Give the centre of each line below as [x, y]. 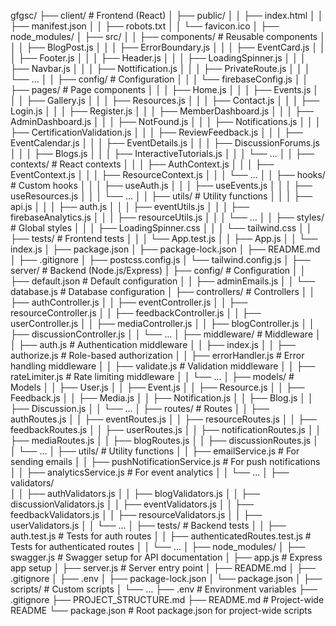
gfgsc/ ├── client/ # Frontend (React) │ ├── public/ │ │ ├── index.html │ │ [167, 15]
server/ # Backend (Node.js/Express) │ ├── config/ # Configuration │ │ [158, 270]
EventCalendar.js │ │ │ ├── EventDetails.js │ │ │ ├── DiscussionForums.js [165, 143]
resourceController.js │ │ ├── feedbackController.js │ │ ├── [136, 313]
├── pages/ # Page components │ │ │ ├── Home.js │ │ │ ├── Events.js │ [165, 89]
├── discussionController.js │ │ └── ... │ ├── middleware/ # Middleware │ [166, 334]
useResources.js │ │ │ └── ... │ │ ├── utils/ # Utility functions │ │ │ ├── [161, 196]
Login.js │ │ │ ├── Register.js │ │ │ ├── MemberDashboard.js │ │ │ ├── [162, 111]
